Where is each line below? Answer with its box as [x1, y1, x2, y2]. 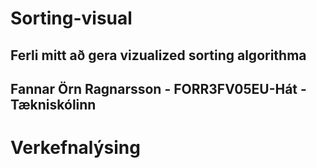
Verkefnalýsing [10, 137, 141, 159]
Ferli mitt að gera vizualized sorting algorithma [10, 47, 307, 64]
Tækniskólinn [10, 96, 97, 113]
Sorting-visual [10, 7, 133, 30]
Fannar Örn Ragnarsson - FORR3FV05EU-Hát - [10, 80, 307, 97]
